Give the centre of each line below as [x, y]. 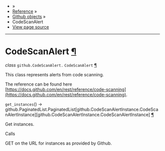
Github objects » [29, 16]
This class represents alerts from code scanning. [55, 74]
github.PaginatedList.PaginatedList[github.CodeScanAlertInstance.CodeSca [82, 109]
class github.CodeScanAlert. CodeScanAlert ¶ [51, 65]
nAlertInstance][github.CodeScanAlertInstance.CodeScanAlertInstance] [78, 115]
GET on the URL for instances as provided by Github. [58, 143]
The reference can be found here [39, 84]
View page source [30, 27]
